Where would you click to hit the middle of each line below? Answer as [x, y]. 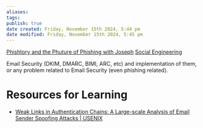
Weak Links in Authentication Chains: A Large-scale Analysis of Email [102, 112]
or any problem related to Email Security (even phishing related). [87, 70]
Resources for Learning [67, 95]
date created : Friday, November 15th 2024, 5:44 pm [73, 29]
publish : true [24, 23]
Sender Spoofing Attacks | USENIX [59, 118]
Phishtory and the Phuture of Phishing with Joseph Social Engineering [94, 52]
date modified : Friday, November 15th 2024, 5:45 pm [75, 35]
